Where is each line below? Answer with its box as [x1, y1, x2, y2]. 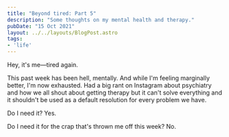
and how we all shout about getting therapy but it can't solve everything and [7, 88, 223, 97]
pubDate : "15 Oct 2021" [7, 23, 75, 29]
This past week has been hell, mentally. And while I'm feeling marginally [7, 74, 210, 82]
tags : [7, 36, 23, 42]
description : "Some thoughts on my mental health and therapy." [7, 16, 195, 23]
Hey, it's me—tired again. [7, 61, 79, 68]
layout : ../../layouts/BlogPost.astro [7, 29, 118, 36]
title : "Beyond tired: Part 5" [7, 10, 97, 17]
